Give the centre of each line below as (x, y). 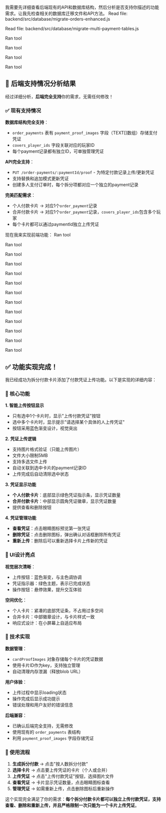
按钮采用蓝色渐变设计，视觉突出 (45, 428)
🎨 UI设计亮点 (20, 555)
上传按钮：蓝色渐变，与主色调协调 (47, 577)
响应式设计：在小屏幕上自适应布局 (47, 623)
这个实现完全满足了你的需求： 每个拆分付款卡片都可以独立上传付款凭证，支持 (83, 799)
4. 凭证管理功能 (21, 518)
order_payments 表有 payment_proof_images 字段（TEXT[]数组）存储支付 (85, 133)
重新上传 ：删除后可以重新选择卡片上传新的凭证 (60, 541)
